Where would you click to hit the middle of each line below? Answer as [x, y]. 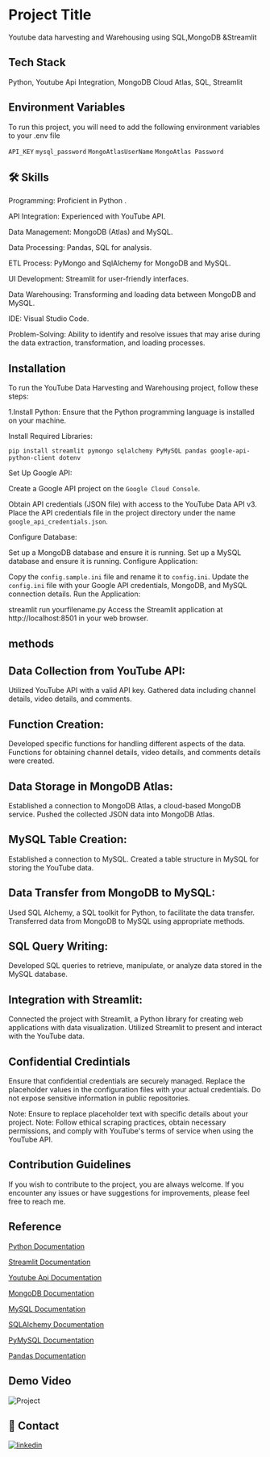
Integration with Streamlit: [75, 999]
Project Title [50, 15]
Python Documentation [47, 1246]
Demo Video [40, 1381]
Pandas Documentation [47, 1355]
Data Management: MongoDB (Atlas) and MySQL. [91, 232]
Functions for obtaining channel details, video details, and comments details [135, 753]
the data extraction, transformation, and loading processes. [107, 343]
